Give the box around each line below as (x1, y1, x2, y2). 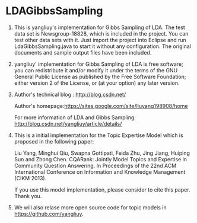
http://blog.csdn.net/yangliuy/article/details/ (14, 120, 122, 127)
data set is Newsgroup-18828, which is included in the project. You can (14, 30, 189, 37)
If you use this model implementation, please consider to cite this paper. (14, 186, 190, 193)
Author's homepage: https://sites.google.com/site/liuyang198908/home (14, 102, 188, 109)
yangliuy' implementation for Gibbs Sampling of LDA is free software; (14, 60, 183, 68)
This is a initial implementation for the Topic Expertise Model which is (14, 132, 183, 139)
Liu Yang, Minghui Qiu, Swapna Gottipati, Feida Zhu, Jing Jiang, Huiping (14, 149, 190, 157)
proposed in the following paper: (14, 138, 94, 145)
